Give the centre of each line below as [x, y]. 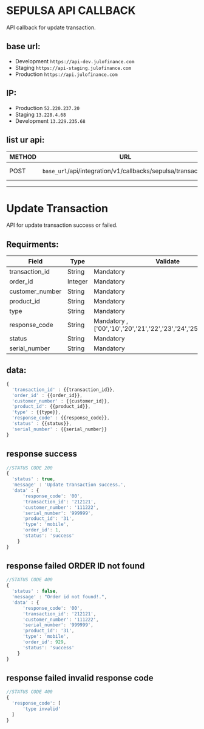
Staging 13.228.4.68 [40, 114]
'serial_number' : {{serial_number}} [59, 429]
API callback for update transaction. [51, 27]
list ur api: [25, 140]
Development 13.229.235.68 [50, 121]
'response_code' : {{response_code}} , [61, 418]
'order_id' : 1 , [42, 530]
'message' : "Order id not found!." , [59, 597]
